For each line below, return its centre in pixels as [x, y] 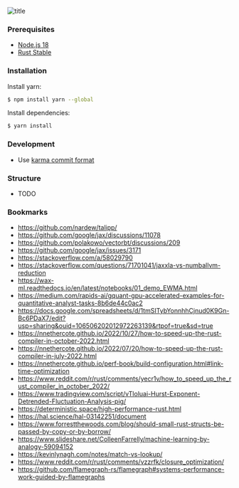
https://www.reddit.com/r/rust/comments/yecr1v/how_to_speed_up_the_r [124, 379]
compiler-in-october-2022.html [63, 341]
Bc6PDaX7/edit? [42, 318]
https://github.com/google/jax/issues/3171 [79, 250]
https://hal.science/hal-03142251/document [82, 417]
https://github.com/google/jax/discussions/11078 [89, 235]
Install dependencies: [39, 113]
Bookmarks [28, 212]
